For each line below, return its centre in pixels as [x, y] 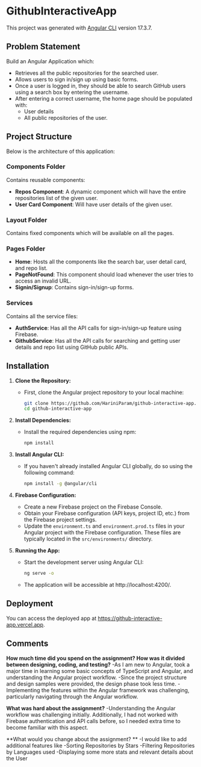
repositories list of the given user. [56, 198]
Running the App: [37, 551]
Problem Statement [43, 47]
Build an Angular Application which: [50, 61]
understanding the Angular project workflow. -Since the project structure [97, 677]
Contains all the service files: [42, 316]
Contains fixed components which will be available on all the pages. [90, 233]
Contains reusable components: [46, 180]
